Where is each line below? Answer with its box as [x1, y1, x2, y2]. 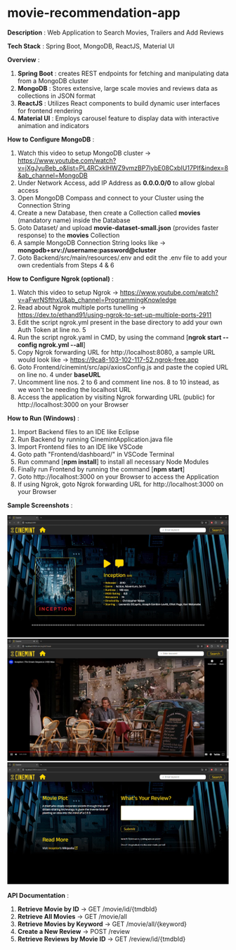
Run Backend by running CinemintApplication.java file [17, 435, 173, 443]
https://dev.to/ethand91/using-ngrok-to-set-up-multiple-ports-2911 [17, 310, 212, 319]
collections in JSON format [17, 91, 96, 100]
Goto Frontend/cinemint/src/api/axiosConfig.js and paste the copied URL [17, 362, 229, 371]
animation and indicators [17, 121, 89, 129]
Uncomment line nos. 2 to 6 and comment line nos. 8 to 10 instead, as [17, 378, 220, 386]
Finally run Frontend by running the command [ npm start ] [17, 464, 185, 473]
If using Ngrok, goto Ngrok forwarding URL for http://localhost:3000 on [17, 480, 223, 488]
